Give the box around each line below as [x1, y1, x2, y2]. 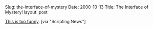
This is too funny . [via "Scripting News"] [5, 19, 86, 24]
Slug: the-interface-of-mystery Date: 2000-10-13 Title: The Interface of [5, 4, 149, 10]
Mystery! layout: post [5, 9, 48, 15]
